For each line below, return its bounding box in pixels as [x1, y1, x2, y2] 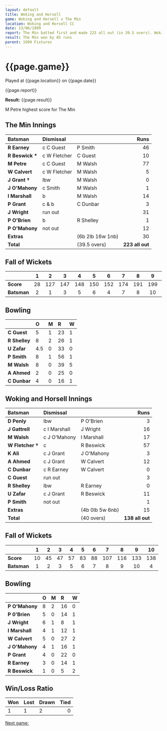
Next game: [5, 720, 29, 726]
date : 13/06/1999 [5, 26, 41, 31]
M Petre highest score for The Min [5, 106, 76, 112]
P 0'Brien [7, 611, 30, 618]
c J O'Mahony [43, 434, 76, 441]
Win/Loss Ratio [5, 684, 54, 693]
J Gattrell [7, 426, 30, 433]
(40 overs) [81, 514, 106, 521]
